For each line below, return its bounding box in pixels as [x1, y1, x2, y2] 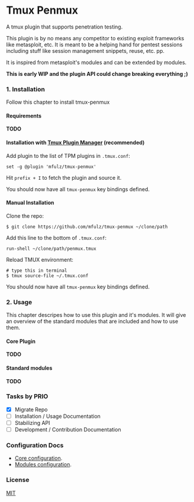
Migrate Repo [14, 406, 48, 413]
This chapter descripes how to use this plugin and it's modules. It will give [6, 312, 186, 319]
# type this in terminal [6, 268, 67, 274]
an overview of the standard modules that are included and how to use [6, 318, 179, 325]
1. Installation [6, 85, 46, 93]
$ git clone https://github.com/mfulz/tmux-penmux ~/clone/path [6, 224, 168, 230]
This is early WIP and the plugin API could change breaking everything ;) [6, 70, 188, 77]
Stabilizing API [14, 419, 50, 426]
